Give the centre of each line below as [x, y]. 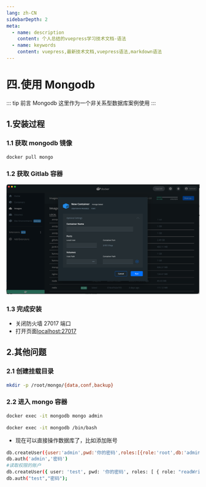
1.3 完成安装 [24, 309]
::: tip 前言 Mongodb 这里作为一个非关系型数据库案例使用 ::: [81, 103]
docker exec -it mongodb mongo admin [55, 416]
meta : [13, 26]
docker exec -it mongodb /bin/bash [52, 428]
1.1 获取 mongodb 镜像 [39, 143]
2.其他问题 [27, 352]
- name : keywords [34, 45]
